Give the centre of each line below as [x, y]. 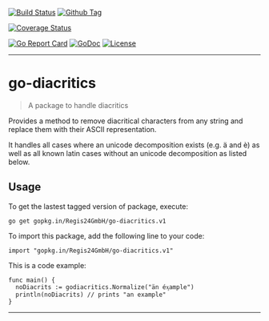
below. [19, 162]
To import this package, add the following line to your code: [106, 235]
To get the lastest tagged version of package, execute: [98, 206]
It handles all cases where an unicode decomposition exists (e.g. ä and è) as [134, 145]
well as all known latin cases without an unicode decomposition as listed [128, 153]
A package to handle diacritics [78, 105]
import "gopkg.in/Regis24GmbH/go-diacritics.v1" [91, 251]
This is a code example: [47, 265]
